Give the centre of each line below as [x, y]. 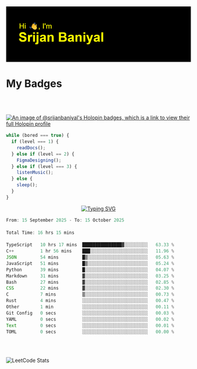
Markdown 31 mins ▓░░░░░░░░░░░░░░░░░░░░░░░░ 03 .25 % [90, 276]
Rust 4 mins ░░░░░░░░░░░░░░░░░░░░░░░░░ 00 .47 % [90, 301]
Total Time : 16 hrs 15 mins [40, 233]
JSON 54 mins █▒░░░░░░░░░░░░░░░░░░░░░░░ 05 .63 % [90, 257]
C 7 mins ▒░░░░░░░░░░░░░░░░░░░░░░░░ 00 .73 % [90, 294]
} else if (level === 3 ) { [44, 166]
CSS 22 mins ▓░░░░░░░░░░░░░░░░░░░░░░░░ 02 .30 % [90, 289]
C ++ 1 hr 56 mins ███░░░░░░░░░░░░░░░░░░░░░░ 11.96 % [90, 251]
